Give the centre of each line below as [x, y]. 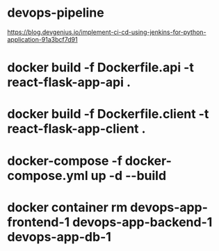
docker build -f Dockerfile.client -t [108, 114]
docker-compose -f [65, 161]
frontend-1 [39, 222]
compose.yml [48, 176]
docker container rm [67, 207]
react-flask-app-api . [69, 82]
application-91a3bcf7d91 [42, 39]
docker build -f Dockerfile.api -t [101, 68]
